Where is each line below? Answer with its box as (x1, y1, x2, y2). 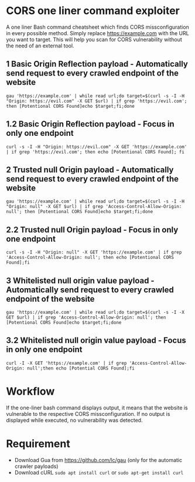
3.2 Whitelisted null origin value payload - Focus (6, 336, 186, 346)
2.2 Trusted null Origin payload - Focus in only (6, 224, 179, 235)
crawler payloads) (14, 463, 59, 470)
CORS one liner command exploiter (6, 4, 180, 18)
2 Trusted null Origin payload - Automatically (6, 165, 174, 175)
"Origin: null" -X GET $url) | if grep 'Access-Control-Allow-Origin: (6, 204, 182, 210)
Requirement (6, 437, 70, 450)
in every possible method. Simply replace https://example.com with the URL (6, 29, 189, 36)
